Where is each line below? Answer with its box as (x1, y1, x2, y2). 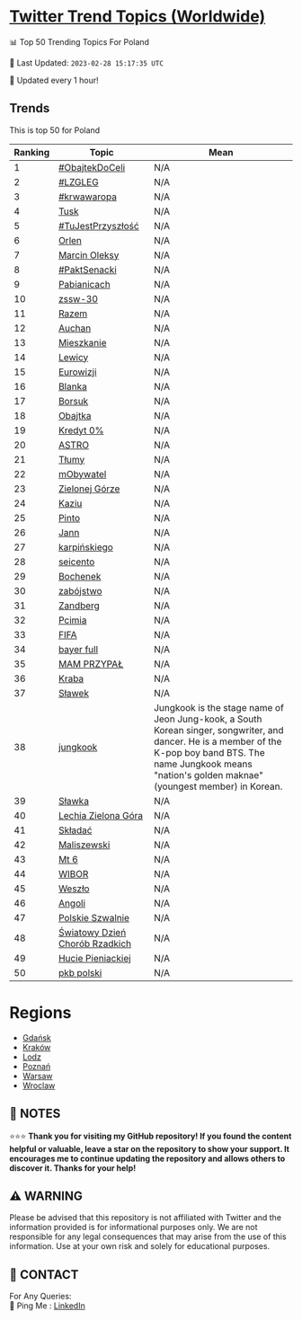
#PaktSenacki (58, 263, 117, 276)
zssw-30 (58, 292, 99, 305)
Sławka (58, 794, 90, 807)
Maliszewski (58, 838, 111, 851)
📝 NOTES (9, 1106, 61, 1121)
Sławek (58, 687, 90, 699)
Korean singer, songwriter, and (154, 723, 285, 736)
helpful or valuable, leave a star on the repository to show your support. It (9, 1143, 290, 1154)
